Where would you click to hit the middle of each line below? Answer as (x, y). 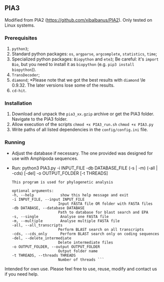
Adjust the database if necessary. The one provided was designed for (82, 153)
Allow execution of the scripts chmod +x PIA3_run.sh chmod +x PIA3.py (82, 125)
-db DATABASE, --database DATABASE (48, 208)
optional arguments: (33, 191)
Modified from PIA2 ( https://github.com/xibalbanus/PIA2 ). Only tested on (79, 20)
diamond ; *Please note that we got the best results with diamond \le (79, 80)
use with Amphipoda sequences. (45, 158)
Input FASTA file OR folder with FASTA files (105, 204)
